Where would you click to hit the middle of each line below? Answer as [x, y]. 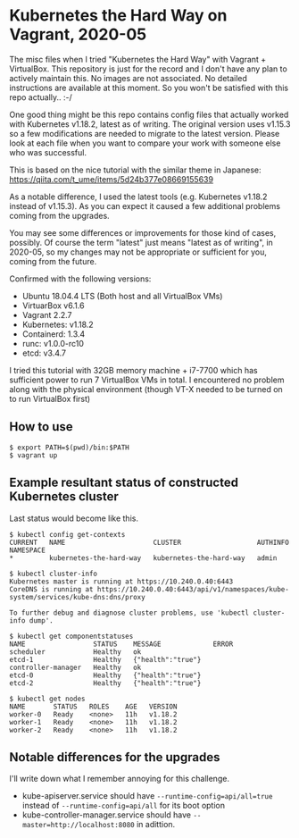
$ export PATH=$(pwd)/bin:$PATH [69, 448]
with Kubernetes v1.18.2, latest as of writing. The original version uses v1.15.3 [150, 124]
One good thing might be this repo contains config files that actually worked [149, 114]
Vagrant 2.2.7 [47, 314]
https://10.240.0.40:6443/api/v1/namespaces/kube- [193, 589]
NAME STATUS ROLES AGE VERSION [93, 707]
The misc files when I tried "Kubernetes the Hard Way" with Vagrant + [138, 59]
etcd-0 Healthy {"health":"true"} [105, 675]
